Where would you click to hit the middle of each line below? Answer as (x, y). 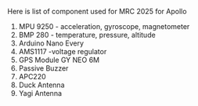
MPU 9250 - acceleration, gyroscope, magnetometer (104, 26)
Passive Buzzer (43, 68)
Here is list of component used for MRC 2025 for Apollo (97, 11)
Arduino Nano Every (51, 43)
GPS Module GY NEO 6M (59, 60)
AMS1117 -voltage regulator (63, 51)
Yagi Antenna (40, 93)
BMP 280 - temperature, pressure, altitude (87, 35)
